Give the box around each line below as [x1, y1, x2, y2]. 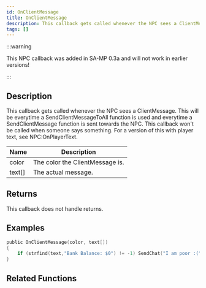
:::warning [6, 43, 32, 50]
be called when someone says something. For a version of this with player [6, 127, 194, 134]
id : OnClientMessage [6, 9, 59, 15]
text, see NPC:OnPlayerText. [6, 133, 78, 141]
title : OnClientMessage [6, 15, 67, 21]
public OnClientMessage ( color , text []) [6, 239, 109, 245]
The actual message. [32, 168, 93, 176]
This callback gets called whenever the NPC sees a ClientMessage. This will [6, 107, 199, 115]
